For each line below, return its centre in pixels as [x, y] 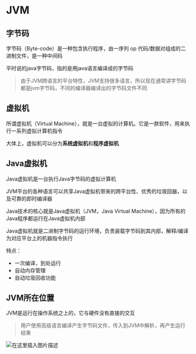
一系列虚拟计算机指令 [37, 131]
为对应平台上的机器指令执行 [39, 238]
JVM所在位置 [30, 298]
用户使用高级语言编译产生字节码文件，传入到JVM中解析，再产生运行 [103, 325]
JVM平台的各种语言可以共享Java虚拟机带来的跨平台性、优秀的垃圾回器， [94, 191]
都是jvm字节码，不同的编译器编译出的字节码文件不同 [84, 88]
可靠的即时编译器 [32, 198]
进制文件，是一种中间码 [34, 56]
